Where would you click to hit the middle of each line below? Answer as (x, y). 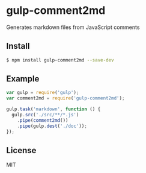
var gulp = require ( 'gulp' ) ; (43, 93)
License (21, 150)
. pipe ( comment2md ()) (43, 120)
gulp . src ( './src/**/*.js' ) (45, 115)
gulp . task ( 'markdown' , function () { (53, 109)
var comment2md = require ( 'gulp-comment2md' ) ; (65, 98)
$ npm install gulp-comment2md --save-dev (60, 60)
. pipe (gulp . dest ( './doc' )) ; (52, 126)
